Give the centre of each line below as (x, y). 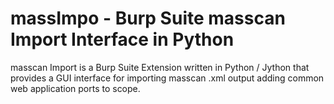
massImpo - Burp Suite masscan (148, 18)
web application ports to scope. (75, 88)
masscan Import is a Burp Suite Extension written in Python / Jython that (160, 67)
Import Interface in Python (122, 39)
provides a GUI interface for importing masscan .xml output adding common (167, 78)
